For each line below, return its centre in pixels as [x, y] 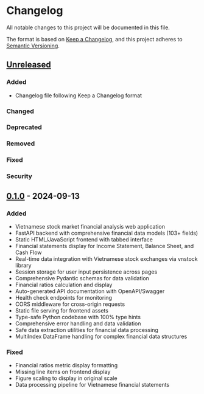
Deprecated [24, 127]
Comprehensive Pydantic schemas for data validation [82, 278]
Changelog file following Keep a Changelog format [78, 95]
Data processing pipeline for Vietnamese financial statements [92, 385]
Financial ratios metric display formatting [66, 365]
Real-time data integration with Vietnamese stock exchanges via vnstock [106, 258]
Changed [20, 111]
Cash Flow [28, 252]
